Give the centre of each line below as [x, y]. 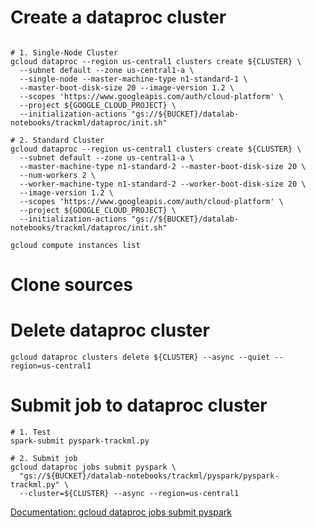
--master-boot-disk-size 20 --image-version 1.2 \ [127, 87]
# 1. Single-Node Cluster [64, 52]
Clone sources [72, 285]
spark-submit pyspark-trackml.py [80, 441]
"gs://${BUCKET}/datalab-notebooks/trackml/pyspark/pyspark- [149, 476]
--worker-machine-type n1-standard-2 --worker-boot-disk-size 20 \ [163, 184]
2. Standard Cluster [62, 140]
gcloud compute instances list [75, 245]
